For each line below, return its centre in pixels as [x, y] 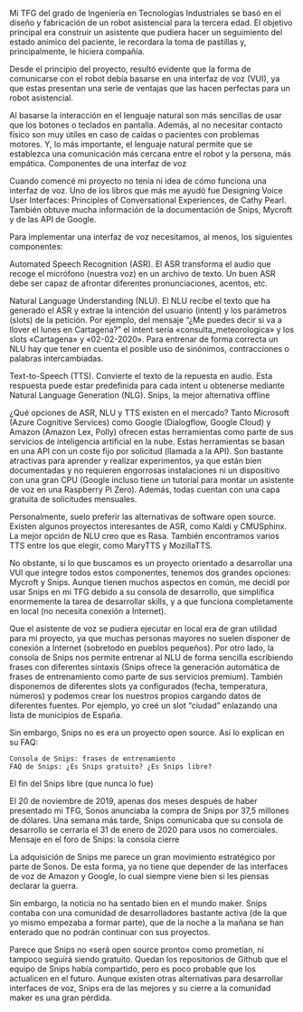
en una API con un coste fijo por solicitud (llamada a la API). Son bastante [146, 451]
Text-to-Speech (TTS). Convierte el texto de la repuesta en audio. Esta [141, 376]
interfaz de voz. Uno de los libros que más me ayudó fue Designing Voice [146, 190]
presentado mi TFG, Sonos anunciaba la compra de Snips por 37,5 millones [149, 810]
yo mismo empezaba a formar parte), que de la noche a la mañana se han [147, 922]
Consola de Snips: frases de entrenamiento [93, 759]
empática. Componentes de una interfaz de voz [98, 163]
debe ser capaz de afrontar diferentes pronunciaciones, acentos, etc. [139, 283]
